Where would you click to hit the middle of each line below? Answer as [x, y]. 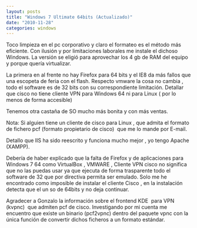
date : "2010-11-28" [30, 22]
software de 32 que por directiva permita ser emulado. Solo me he [87, 177]
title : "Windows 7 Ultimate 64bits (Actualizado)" [69, 17]
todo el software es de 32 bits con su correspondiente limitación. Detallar [95, 87]
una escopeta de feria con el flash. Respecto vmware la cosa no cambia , [95, 81]
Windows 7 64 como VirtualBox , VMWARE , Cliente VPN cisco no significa [96, 164]
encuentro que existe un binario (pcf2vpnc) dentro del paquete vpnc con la [97, 213]
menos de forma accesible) [39, 100]
